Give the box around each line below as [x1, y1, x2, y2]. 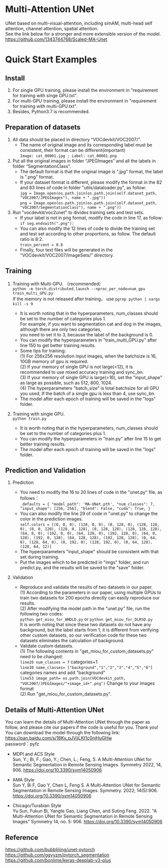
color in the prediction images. [20, 516, 83, 522]
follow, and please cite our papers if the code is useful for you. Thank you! [5, 724, 159, 730]
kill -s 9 [12, 301, 34, 306]
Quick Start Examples [5, 54, 97, 65]
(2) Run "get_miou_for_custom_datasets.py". [20, 691, 112, 697]
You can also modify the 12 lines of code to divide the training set [20, 225, 155, 231]
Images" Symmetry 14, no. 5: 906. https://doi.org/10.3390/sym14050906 [12, 819, 163, 825]
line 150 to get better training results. [20, 342, 96, 348]
